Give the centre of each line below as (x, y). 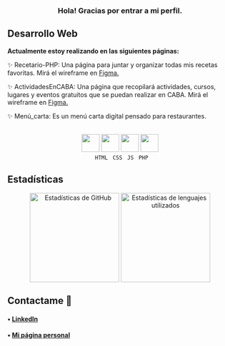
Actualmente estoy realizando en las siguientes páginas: (94, 51)
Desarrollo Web (42, 34)
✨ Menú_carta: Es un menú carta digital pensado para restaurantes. (107, 116)
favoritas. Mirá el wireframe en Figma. (63, 73)
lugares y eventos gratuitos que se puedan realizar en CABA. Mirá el (108, 94)
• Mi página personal (39, 335)
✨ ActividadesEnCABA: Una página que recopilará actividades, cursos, (112, 86)
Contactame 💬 (40, 301)
